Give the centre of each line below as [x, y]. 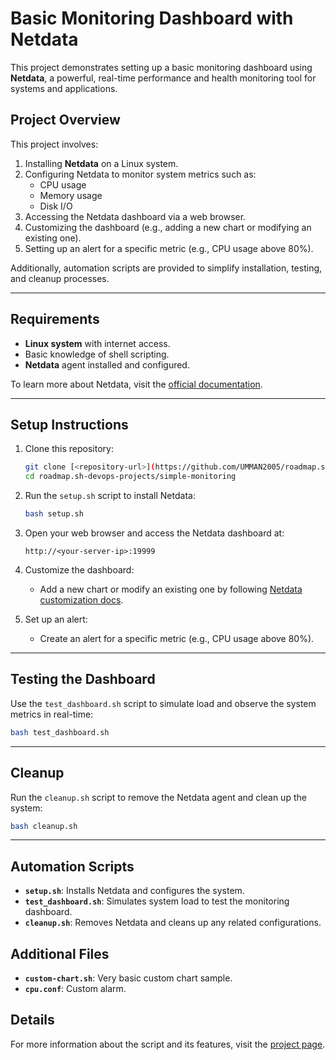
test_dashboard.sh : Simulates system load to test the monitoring [157, 901]
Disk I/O [56, 206]
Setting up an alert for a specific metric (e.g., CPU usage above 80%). [169, 248]
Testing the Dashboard [83, 679]
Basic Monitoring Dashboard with [152, 18]
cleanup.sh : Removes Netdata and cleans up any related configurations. [173, 923]
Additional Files [60, 953]
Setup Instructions [69, 424]
